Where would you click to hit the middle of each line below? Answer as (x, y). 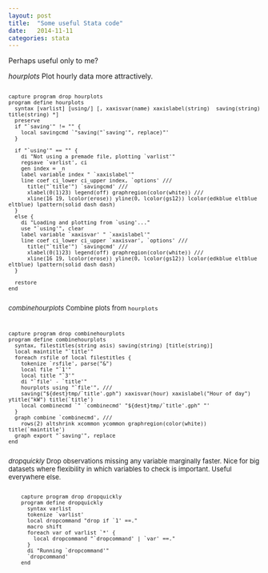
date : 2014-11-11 (41, 30)
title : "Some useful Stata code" (66, 23)
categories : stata (39, 38)
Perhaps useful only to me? (53, 61)
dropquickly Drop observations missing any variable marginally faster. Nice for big (134, 461)
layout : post (30, 16)
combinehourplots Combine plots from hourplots (83, 308)
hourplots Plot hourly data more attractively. (81, 76)
